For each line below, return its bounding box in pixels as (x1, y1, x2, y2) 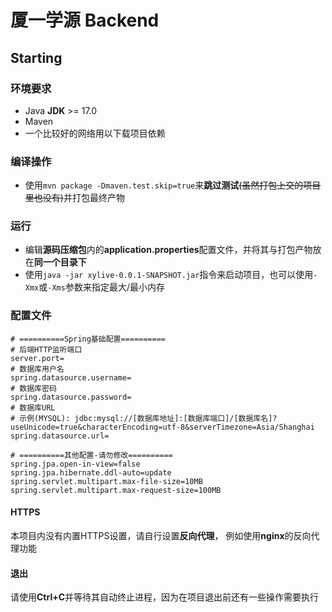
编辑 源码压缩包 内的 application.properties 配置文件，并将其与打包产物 (24, 244, 313, 256)
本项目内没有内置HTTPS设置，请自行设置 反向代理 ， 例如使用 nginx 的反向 (10, 529, 312, 541)
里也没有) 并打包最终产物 (24, 192, 125, 204)
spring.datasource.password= (10, 392, 132, 402)
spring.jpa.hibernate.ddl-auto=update (10, 467, 172, 478)
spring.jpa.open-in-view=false (10, 459, 141, 469)
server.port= (10, 353, 65, 363)
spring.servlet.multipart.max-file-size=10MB (10, 476, 203, 486)
